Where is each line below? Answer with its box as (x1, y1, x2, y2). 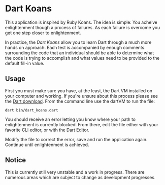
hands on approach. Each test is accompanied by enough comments (5, 44, 144, 50)
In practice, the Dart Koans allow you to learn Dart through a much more (5, 39, 152, 45)
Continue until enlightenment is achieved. (5, 142, 90, 148)
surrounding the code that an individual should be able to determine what (5, 50, 154, 56)
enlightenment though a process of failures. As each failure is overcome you (5, 24, 160, 30)
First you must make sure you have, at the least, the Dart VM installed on (5, 87, 153, 94)
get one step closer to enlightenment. (5, 30, 81, 36)
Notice (5, 156, 26, 164)
